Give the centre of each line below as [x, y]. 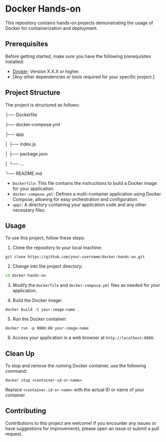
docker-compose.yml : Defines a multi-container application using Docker [87, 194]
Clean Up [20, 353]
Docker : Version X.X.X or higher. [46, 71]
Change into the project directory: [48, 266]
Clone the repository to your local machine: [57, 248]
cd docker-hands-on [26, 276]
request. [14, 434]
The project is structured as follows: [43, 105]
